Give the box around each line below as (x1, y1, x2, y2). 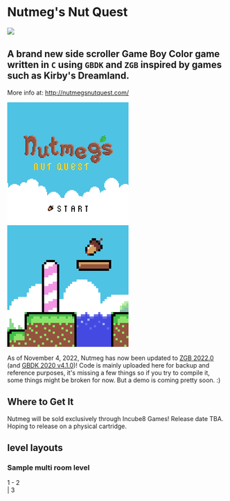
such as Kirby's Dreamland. (7, 70, 130, 82)
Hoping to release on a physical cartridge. (7, 422, 127, 430)
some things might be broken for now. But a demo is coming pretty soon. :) (7, 376, 221, 384)
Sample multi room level (7, 463, 90, 473)
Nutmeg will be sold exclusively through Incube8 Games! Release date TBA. (7, 414, 224, 422)
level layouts (7, 442, 64, 454)
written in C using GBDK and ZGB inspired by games (7, 59, 222, 71)
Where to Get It (7, 396, 74, 408)
